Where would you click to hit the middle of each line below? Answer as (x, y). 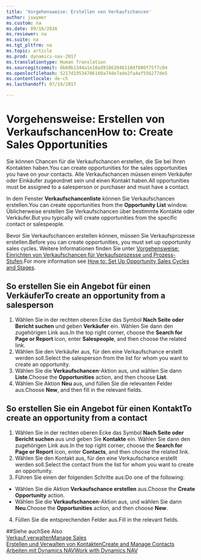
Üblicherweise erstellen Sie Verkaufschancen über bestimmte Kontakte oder (100, 211)
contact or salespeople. (35, 224)
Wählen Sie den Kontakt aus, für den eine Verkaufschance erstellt (96, 458)
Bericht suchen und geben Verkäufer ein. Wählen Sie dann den (94, 326)
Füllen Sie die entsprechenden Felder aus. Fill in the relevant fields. (97, 519)
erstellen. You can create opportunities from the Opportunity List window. (97, 205)
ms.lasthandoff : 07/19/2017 (41, 85)
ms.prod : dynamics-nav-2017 (41, 56)
